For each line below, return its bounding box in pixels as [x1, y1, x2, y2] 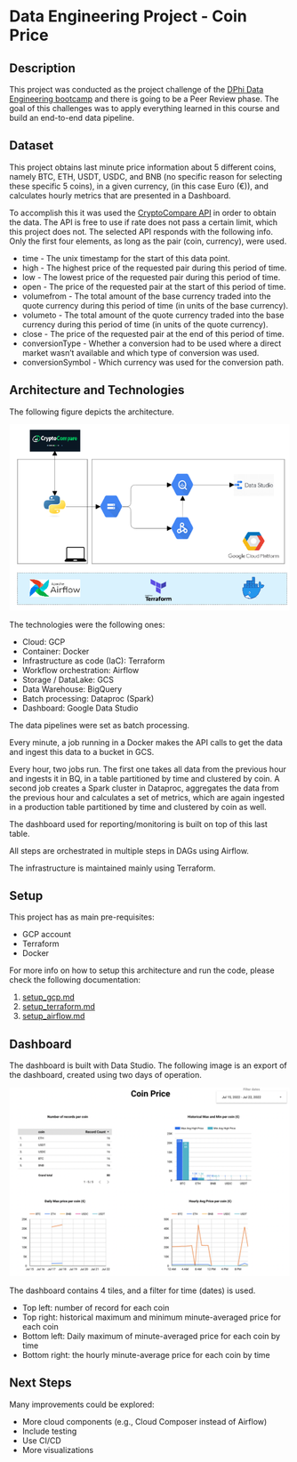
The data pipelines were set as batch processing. [9, 719, 189, 730]
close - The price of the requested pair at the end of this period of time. [21, 328, 285, 339]
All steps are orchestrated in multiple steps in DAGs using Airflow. [9, 845, 249, 856]
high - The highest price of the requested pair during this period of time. [21, 262, 287, 273]
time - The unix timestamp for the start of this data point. [21, 253, 230, 263]
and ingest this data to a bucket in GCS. [9, 746, 155, 757]
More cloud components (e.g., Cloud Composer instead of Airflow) [21, 1416, 268, 1426]
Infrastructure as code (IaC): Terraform [21, 655, 165, 666]
